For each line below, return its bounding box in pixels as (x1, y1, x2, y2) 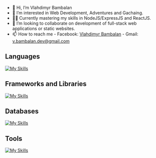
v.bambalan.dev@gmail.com (12, 38, 70, 44)
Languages (5, 52, 40, 61)
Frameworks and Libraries (5, 80, 87, 88)
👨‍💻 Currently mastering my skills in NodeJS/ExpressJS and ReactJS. (12, 15, 151, 21)
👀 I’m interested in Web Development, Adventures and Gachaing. (12, 10, 144, 16)
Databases (5, 107, 39, 116)
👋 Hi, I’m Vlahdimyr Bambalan (12, 5, 72, 10)
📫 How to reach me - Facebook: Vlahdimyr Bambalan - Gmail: (12, 31, 139, 37)
